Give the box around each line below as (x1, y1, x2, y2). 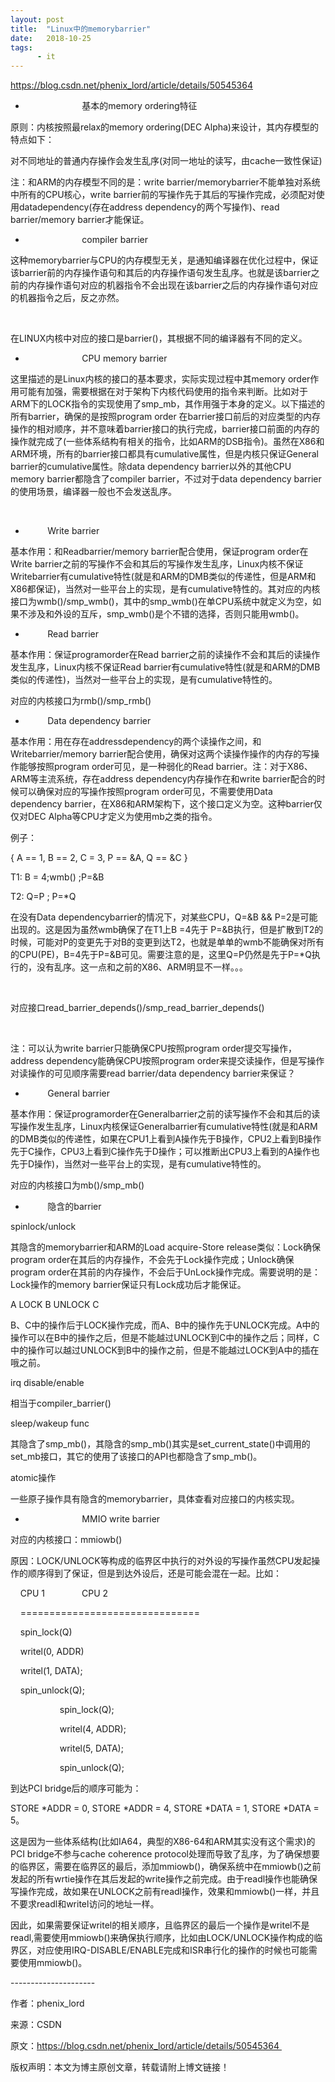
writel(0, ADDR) (19, 1646, 85, 1658)
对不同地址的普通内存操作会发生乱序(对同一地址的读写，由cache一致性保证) (10, 155, 323, 167)
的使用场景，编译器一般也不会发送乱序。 (10, 486, 177, 498)
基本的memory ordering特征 (81, 100, 198, 112)
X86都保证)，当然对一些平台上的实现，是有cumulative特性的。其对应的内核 (10, 583, 321, 595)
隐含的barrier (47, 1201, 102, 1213)
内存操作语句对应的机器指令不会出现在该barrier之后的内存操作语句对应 (27, 279, 319, 291)
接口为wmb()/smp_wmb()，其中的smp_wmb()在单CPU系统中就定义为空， (10, 596, 313, 608)
